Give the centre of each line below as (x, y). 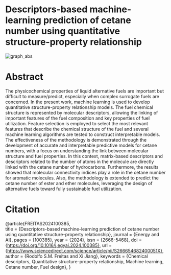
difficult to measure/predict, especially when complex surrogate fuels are (82, 96)
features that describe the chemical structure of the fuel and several (77, 129)
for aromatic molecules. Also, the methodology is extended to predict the (82, 178)
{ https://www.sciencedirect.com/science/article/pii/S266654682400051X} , (85, 250)
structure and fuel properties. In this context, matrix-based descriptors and (84, 156)
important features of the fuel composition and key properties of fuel (78, 118)
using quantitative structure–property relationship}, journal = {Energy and (82, 234)
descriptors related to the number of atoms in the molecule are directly (80, 162)
